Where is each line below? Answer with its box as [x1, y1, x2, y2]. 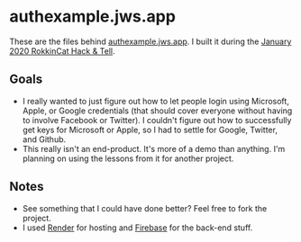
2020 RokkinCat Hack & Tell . [9, 45, 115, 56]
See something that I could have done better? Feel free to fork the [22, 202, 268, 213]
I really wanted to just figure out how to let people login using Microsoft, [22, 95, 290, 106]
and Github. [22, 133, 67, 145]
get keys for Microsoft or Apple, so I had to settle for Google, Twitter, [22, 124, 278, 135]
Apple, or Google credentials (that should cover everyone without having [22, 105, 293, 116]
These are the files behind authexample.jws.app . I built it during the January [9, 36, 292, 47]
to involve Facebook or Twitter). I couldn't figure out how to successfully [22, 114, 292, 125]
